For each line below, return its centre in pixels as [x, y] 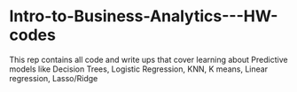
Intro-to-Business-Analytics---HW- [144, 16]
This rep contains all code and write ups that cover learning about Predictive [148, 59]
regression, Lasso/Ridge [54, 78]
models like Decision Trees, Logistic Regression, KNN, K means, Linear [139, 69]
